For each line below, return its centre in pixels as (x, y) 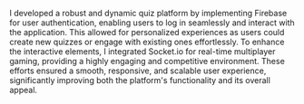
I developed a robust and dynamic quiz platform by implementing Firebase (148, 13)
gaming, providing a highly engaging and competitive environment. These (147, 61)
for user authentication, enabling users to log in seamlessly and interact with (152, 23)
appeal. (24, 90)
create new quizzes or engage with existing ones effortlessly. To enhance (147, 42)
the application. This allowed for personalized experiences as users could (147, 32)
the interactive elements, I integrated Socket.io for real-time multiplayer (142, 52)
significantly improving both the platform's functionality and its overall (140, 80)
